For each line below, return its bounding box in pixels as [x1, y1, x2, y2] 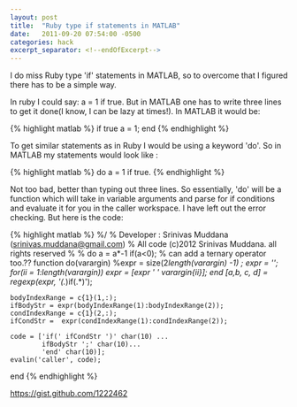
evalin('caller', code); [10, 356, 102, 365]
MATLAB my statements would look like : [10, 150, 158, 160]
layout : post [10, 12, 58, 22]
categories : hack [10, 37, 74, 47]
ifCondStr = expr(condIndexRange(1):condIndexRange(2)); [10, 317, 228, 326]
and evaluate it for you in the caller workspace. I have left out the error [10, 203, 266, 213]
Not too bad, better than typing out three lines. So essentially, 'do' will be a [10, 184, 282, 195]
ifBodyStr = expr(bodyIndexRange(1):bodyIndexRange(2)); [10, 302, 225, 311]
